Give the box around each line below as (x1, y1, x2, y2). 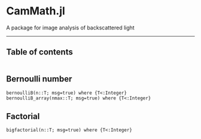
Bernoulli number (6, 74, 72, 84)
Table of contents (6, 47, 73, 58)
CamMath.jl (6, 4, 66, 18)
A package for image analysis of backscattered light (6, 24, 135, 31)
